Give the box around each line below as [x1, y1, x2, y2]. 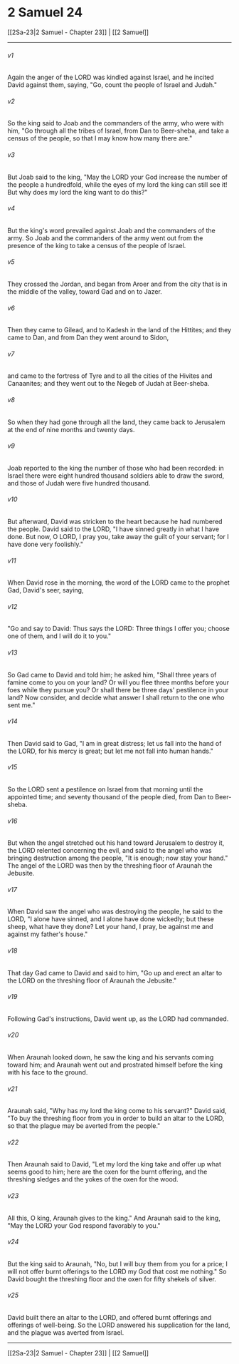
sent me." [7, 700, 36, 709]
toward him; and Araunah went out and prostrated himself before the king [7, 1060, 223, 1069]
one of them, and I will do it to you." [7, 632, 112, 640]
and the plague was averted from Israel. [7, 1328, 124, 1337]
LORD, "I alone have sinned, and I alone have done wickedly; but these [7, 915, 215, 923]
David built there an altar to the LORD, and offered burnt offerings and [7, 1313, 212, 1322]
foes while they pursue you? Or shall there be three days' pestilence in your [7, 685, 229, 694]
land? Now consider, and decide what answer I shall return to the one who [7, 693, 225, 702]
